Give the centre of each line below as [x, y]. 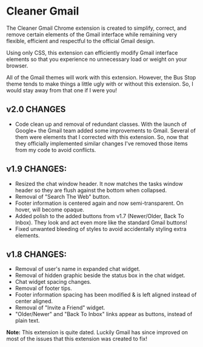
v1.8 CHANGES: [36, 254]
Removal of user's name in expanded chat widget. [78, 269]
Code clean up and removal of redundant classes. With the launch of [101, 124]
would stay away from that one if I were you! [62, 90]
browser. [17, 66]
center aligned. [34, 301]
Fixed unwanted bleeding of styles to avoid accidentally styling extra [101, 228]
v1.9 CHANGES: [37, 169]
